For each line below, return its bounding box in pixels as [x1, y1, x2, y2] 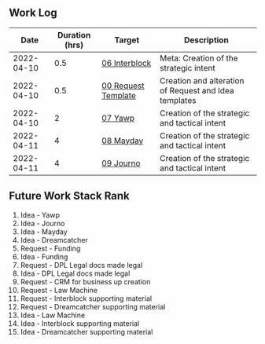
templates [159, 94, 197, 105]
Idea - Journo [20, 218, 65, 228]
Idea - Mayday [20, 227, 68, 236]
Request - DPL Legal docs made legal [20, 260, 143, 269]
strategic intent [159, 62, 215, 73]
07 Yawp [101, 112, 135, 123]
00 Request [101, 80, 145, 91]
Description [184, 35, 229, 46]
